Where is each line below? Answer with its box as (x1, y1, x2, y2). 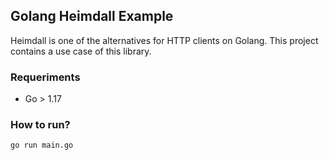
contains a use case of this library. (10, 45, 152, 57)
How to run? (10, 118, 71, 132)
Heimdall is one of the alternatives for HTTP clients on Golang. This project (10, 34, 319, 46)
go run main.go (10, 140, 74, 151)
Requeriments (10, 70, 81, 84)
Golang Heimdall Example (10, 8, 174, 25)
